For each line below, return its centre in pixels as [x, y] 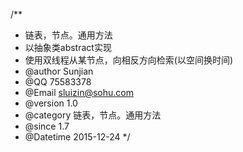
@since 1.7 [47, 126]
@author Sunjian [59, 71]
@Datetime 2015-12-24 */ [77, 137]
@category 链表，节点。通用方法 [93, 115]
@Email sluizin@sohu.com [79, 92]
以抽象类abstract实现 [68, 47]
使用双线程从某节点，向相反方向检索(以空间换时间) [129, 60]
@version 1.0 [51, 103]
